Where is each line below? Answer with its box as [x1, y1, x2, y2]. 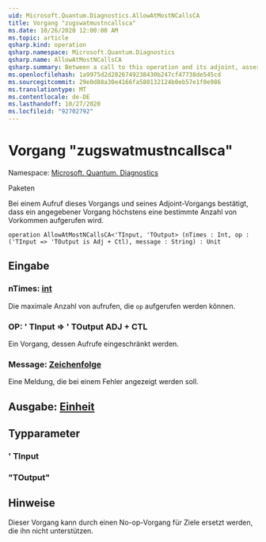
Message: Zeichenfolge [8, 359, 101, 370]
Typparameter [8, 427, 81, 440]
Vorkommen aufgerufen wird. [8, 215, 104, 225]
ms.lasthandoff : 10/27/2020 [8, 100, 101, 108]
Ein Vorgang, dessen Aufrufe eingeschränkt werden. [8, 339, 180, 348]
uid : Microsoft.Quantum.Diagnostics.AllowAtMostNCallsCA [8, 11, 200, 20]
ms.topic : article [8, 33, 69, 42]
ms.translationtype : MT [8, 85, 87, 94]
